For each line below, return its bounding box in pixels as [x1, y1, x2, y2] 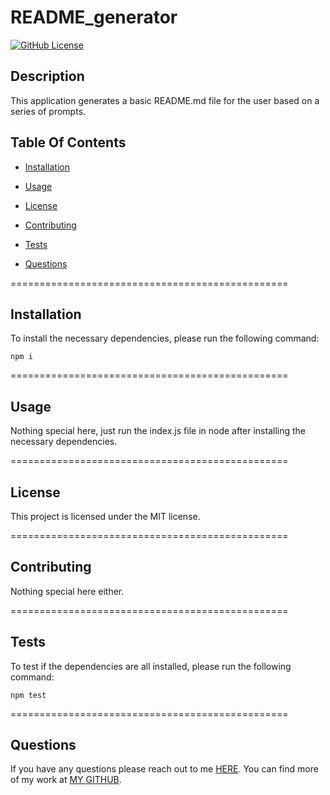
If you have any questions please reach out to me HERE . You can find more [10, 763, 319, 775]
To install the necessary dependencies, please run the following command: [10, 332, 320, 345]
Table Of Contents [10, 134, 127, 151]
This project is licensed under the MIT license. [10, 511, 201, 522]
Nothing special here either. [10, 585, 125, 597]
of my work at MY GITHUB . [10, 774, 122, 786]
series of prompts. [10, 105, 87, 117]
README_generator [10, 6, 178, 29]
